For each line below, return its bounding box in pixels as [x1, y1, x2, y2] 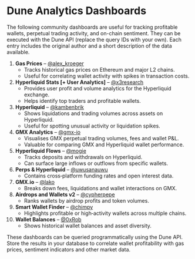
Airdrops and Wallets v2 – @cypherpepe [15, 191, 115, 198]
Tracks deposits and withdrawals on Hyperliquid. [23, 153, 143, 160]
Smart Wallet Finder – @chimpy [15, 203, 93, 210]
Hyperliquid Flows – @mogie [15, 147, 87, 154]
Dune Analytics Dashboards [6, 4, 146, 18]
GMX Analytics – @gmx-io [15, 128, 81, 136]
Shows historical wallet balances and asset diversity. [23, 222, 152, 229]
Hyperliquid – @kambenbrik [15, 103, 84, 110]
